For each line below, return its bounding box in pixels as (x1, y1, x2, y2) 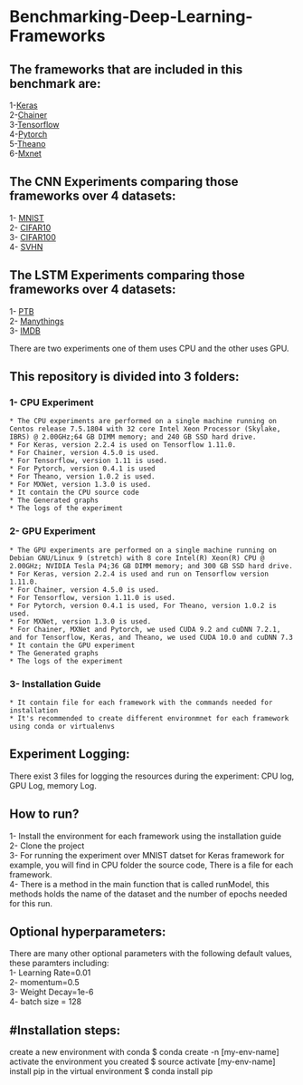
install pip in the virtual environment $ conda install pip (9, 1066, 213, 1077)
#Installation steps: (9, 1022, 120, 1038)
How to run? (9, 807, 80, 822)
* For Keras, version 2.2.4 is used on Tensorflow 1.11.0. (9, 441, 237, 450)
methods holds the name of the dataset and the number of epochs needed (9, 888, 288, 899)
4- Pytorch (9, 129, 48, 140)
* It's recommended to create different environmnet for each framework (9, 713, 289, 722)
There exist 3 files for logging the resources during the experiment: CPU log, (9, 770, 295, 781)
